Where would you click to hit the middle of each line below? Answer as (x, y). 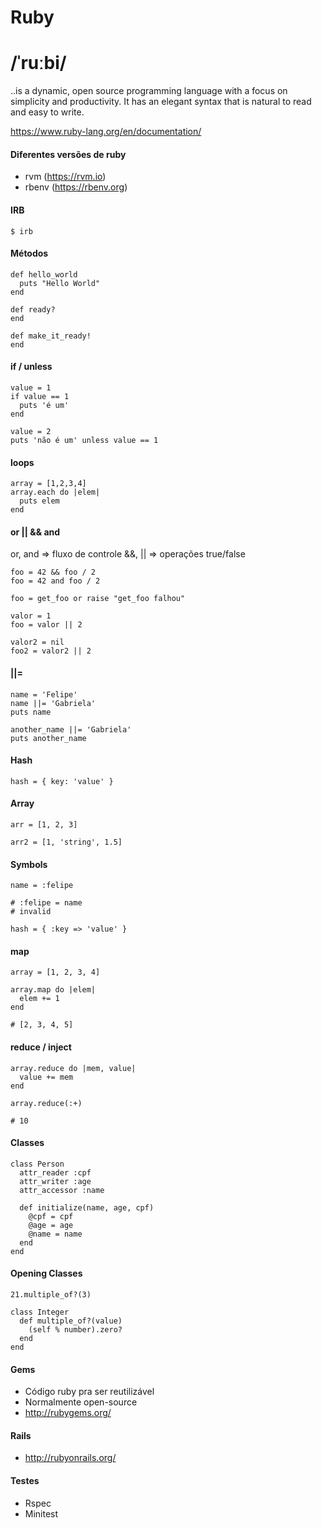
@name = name (55, 1234)
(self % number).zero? (75, 1329)
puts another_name (48, 738)
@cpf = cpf (51, 1216)
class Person (37, 1164)
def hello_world (44, 274)
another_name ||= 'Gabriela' (71, 729)
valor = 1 (31, 616)
